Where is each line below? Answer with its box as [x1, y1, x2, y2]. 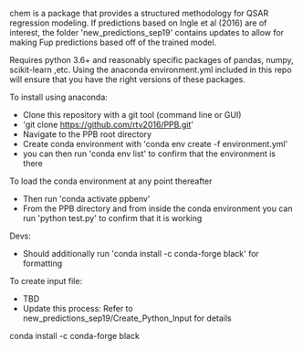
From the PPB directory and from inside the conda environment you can [22, 203, 293, 214]
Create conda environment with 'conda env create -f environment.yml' [22, 139, 288, 149]
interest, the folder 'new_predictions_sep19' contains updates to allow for [9, 27, 285, 37]
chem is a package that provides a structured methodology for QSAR [9, 8, 269, 18]
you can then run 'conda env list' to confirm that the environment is [22, 148, 277, 159]
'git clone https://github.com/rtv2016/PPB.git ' [22, 119, 194, 130]
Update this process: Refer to [22, 303, 134, 313]
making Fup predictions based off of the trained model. [9, 37, 217, 48]
